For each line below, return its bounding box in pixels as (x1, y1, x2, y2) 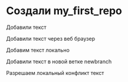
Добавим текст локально (6, 46, 70, 54)
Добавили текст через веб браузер (6, 35, 96, 42)
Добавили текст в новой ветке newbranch (6, 58, 112, 65)
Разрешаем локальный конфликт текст (6, 69, 104, 76)
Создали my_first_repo (6, 4, 122, 18)
